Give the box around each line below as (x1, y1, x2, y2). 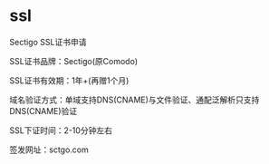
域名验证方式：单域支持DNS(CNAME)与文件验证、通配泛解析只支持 (9, 94, 260, 105)
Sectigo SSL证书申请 (9, 36, 87, 47)
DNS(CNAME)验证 (9, 105, 78, 116)
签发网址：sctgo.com (9, 144, 89, 155)
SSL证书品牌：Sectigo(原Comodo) (9, 55, 139, 66)
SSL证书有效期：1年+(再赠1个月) (9, 74, 130, 86)
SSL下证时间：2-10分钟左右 (9, 124, 113, 136)
